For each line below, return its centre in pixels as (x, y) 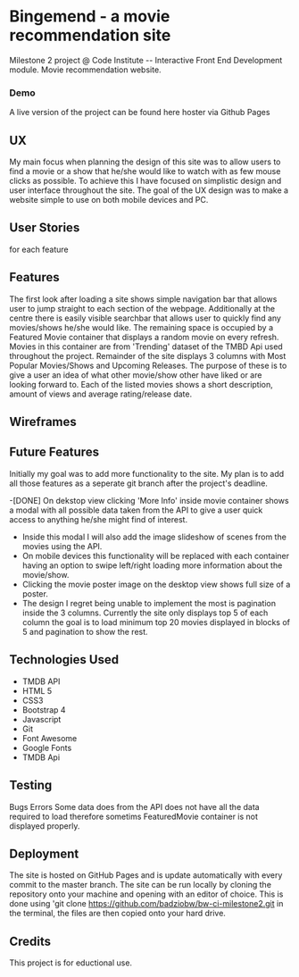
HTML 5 (37, 690)
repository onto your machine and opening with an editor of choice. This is (146, 894)
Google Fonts (47, 747)
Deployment (44, 853)
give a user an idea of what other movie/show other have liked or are (136, 375)
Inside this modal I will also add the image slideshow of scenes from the (154, 537)
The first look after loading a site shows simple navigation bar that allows (143, 299)
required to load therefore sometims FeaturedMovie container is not (134, 816)
